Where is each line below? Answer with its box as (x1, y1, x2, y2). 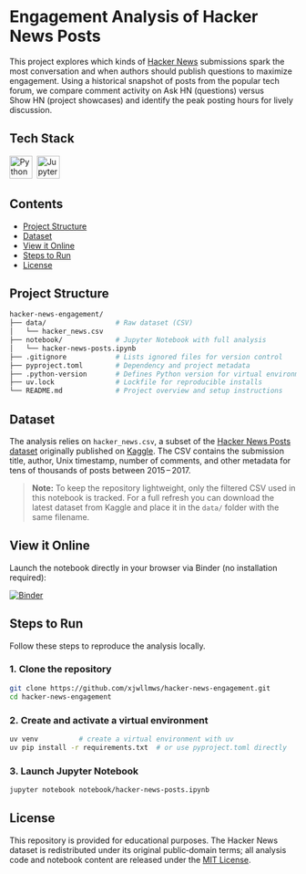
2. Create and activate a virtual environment (9, 713, 209, 726)
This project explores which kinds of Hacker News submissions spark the (9, 56, 285, 67)
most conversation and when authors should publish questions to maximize (9, 66, 293, 77)
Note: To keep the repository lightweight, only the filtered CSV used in (31, 482, 296, 494)
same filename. (31, 511, 90, 522)
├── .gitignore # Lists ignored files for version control (9, 352, 283, 361)
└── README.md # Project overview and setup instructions (9, 386, 283, 396)
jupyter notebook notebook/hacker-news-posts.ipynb (9, 785, 209, 795)
